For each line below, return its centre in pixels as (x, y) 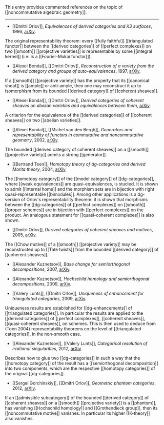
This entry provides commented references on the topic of (64, 7)
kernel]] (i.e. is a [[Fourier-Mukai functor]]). (48, 56)
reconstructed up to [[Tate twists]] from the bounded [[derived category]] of (82, 249)
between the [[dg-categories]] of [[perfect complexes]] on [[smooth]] (75, 205)
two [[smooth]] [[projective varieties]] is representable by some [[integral (79, 51)
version (13, 199)
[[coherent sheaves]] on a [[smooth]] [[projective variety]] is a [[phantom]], (81, 403)
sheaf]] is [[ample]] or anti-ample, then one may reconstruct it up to (73, 86)
